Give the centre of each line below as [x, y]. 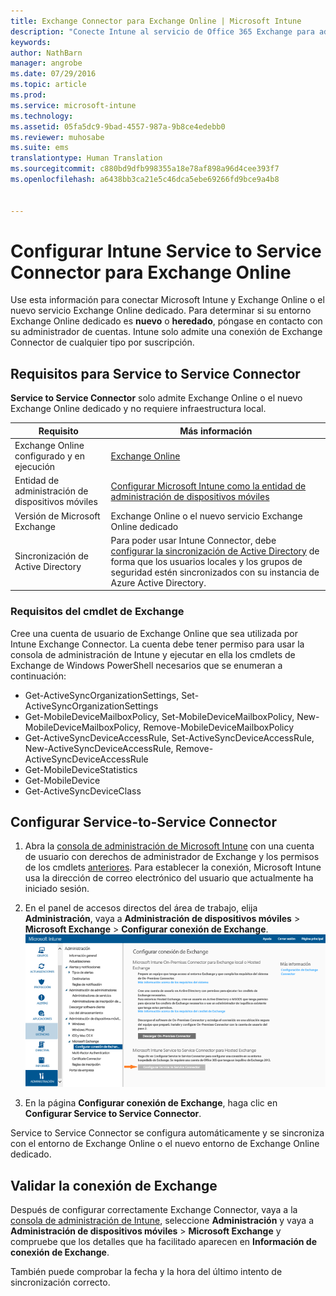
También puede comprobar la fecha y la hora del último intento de [146, 1272]
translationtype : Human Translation [86, 158]
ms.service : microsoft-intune [73, 105]
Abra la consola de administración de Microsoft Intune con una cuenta [169, 846]
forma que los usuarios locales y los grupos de [206, 561]
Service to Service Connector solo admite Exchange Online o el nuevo [156, 398]
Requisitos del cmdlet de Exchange [97, 612]
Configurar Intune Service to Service [166, 251]
